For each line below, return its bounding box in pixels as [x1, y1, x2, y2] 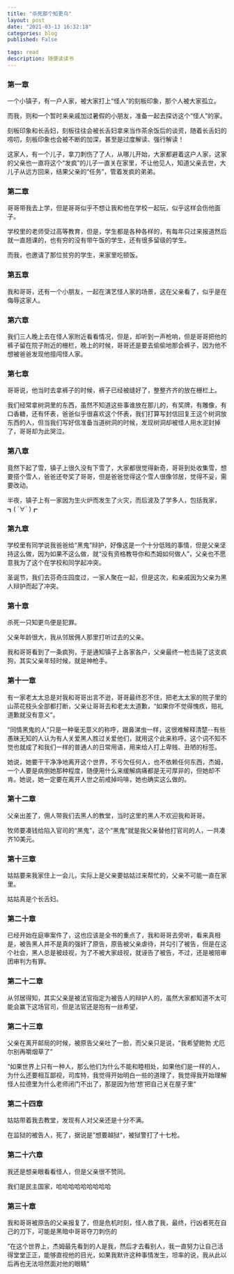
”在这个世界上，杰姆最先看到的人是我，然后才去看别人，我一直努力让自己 [7, 1242, 218, 1250]
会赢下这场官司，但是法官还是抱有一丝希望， [13, 1002, 141, 1011]
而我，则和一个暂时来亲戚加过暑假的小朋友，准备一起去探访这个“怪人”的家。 [7, 112, 226, 120]
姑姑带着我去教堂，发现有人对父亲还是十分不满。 [7, 1116, 148, 1125]
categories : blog [7, 29, 58, 37]
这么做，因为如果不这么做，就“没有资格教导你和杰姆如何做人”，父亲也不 [13, 549, 221, 558]
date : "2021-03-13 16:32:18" [7, 23, 92, 30]
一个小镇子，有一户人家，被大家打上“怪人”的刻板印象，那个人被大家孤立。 [7, 97, 221, 105]
